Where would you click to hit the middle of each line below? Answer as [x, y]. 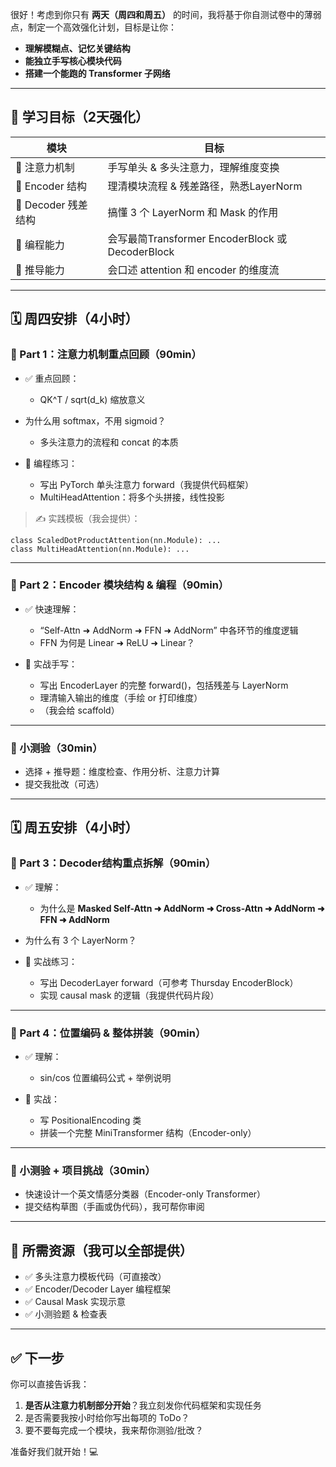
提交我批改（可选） [64, 784]
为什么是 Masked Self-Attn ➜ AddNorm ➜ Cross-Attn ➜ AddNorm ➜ [182, 908]
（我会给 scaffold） [79, 710]
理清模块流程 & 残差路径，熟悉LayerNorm [205, 186]
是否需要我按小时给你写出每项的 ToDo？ [107, 1417]
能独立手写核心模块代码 [73, 61]
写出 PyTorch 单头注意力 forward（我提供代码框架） [146, 484]
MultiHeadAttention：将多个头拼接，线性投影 [132, 497]
